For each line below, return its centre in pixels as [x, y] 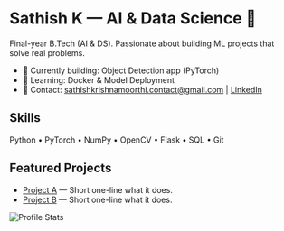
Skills [25, 118]
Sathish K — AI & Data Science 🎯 [133, 18]
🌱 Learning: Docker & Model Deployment [98, 79]
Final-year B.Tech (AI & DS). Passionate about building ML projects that [142, 43]
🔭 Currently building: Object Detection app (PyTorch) [121, 70]
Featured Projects [61, 168]
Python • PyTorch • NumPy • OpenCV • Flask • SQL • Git [117, 140]
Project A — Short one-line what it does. [98, 189]
